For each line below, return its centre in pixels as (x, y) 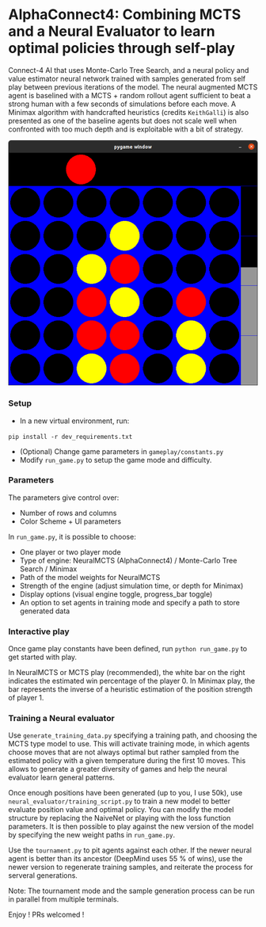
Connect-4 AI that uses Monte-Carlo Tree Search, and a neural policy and (129, 70)
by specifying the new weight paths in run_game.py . (92, 835)
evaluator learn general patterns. (61, 777)
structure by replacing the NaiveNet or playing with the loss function (120, 818)
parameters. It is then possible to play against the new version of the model (131, 826)
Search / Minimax (48, 569)
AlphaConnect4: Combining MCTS (125, 15)
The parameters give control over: (64, 498)
